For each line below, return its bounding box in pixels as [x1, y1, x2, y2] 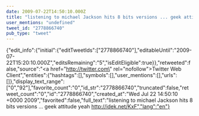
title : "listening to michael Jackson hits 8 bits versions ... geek [6, 14, 182, 20]
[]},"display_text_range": [6, 78, 65, 85]
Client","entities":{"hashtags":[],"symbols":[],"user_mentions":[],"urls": [6, 72, 178, 79]
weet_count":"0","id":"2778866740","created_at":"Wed [6, 91, 140, 98]
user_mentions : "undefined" [6, 19, 76, 25]
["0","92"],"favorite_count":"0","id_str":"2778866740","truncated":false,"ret [6, 84, 189, 91]
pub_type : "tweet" [6, 31, 52, 37]
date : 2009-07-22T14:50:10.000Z [6, 8, 86, 15]
